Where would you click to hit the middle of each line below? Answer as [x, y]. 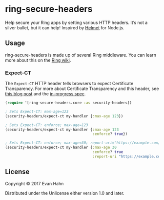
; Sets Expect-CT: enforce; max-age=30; [47, 143]
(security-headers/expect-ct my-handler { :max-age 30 [61, 148]
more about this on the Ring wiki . [38, 60]
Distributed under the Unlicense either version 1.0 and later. [65, 193]
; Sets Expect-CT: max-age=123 [37, 111]
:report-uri [105, 156]
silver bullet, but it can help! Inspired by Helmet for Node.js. [65, 27]
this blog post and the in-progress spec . [45, 94]
